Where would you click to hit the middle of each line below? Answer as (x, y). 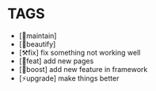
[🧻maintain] (38, 36)
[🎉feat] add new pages (56, 61)
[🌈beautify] (37, 44)
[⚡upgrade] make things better (69, 78)
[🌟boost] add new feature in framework (83, 69)
